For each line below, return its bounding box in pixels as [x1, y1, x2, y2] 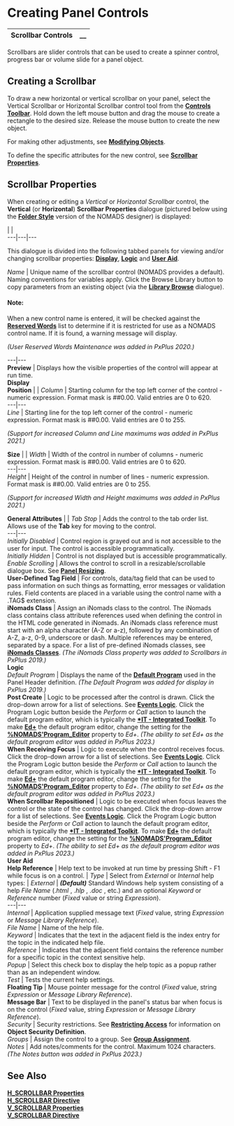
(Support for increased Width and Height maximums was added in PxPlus [7, 493, 220, 502]
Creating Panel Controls [7, 5, 149, 21]
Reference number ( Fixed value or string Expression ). [7, 894, 161, 902]
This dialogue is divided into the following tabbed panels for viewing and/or [7, 246, 224, 255]
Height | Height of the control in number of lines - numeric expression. [7, 472, 210, 481]
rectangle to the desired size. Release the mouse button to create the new [7, 116, 220, 125]
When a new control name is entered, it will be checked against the [7, 314, 200, 323]
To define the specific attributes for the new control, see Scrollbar [7, 150, 198, 159]
